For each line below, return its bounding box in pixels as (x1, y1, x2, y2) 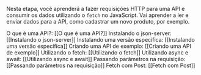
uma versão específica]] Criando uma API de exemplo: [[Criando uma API (6, 42, 191, 50)
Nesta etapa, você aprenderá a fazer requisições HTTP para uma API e (6, 5, 185, 12)
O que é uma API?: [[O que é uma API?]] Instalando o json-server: (6, 30, 172, 37)
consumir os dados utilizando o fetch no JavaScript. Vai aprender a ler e (6, 11, 189, 19)
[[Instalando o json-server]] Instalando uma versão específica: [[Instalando (6, 36, 196, 43)
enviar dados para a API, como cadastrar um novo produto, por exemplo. (6, 18, 190, 25)
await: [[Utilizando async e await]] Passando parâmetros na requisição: (6, 56, 186, 62)
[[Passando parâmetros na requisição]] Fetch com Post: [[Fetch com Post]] (6, 62, 196, 69)
